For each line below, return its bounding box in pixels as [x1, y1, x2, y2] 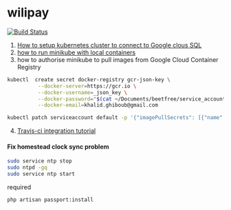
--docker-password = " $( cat [37, 95, 112, 103]
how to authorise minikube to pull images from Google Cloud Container [16, 55, 219, 63]
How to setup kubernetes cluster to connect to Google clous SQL [16, 41, 202, 49]
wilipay [7, 5, 49, 21]
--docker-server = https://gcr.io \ [37, 83, 137, 90]
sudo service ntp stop [7, 158, 72, 165]
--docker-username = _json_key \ [37, 89, 128, 96]
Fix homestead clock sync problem [7, 143, 109, 151]
